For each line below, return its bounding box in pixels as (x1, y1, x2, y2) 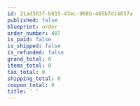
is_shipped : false (7, 43, 61, 50)
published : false (7, 17, 58, 24)
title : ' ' (7, 88, 39, 95)
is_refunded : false (7, 50, 64, 56)
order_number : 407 (7, 29, 61, 37)
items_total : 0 (7, 62, 52, 69)
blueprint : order (7, 23, 58, 30)
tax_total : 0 (7, 68, 45, 75)
